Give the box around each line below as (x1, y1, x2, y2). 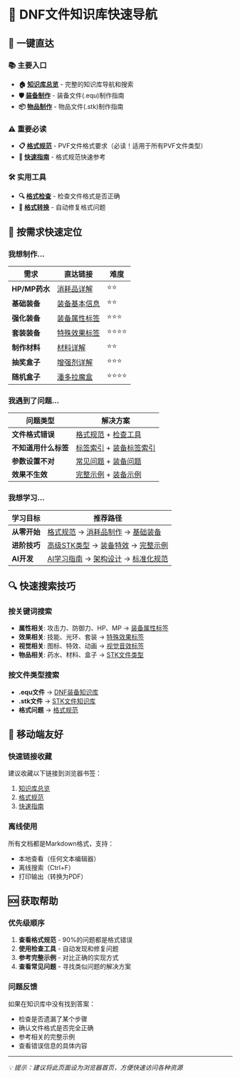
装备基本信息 (56, 299, 100, 309)
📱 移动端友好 (8, 728, 63, 741)
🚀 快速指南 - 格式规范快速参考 (18, 152, 106, 161)
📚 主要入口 (8, 60, 47, 70)
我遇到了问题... (8, 396, 60, 406)
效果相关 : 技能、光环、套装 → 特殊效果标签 (18, 633, 145, 641)
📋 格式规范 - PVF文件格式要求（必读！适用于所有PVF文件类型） (18, 142, 207, 150)
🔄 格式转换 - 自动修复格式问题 (18, 203, 106, 212)
